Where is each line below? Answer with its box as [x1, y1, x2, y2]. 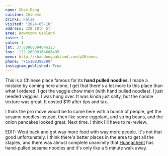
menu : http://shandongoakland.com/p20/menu [5, 54, 98, 59]
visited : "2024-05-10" [5, 21, 53, 27]
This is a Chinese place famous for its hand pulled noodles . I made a [5, 77, 148, 84]
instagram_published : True [5, 63, 62, 68]
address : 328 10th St [5, 26, 51, 31]
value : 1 [5, 40, 24, 45]
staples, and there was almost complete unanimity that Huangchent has [5, 139, 154, 146]
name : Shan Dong [5, 7, 39, 13]
